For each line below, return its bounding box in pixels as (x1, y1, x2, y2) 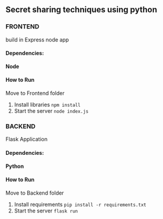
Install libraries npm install (14, 101, 81, 109)
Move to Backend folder (5, 189, 65, 196)
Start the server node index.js (14, 107, 89, 115)
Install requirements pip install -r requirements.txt (14, 201, 146, 208)
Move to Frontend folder (5, 90, 65, 97)
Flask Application (5, 136, 48, 143)
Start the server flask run (14, 207, 78, 214)
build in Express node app (5, 36, 69, 43)
